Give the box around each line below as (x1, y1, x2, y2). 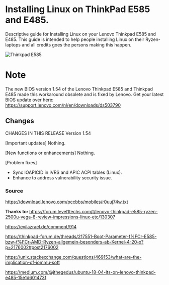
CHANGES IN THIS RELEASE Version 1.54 (5, 130, 92, 136)
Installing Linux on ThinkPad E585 (5, 4, 150, 15)
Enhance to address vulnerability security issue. (12, 174, 112, 180)
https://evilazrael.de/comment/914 (5, 223, 77, 229)
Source (5, 187, 24, 194)
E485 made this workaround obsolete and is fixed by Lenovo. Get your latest (5, 91, 164, 97)
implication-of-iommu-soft (5, 259, 60, 265)
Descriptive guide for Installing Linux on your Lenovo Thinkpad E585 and (5, 31, 156, 37)
